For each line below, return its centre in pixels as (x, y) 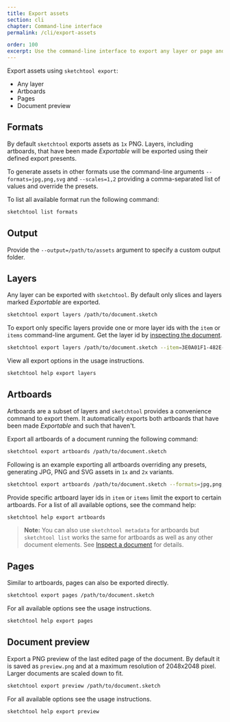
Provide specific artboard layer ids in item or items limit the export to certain (114, 498)
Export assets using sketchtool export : (63, 70)
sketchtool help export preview (53, 711)
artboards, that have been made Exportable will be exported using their (108, 151)
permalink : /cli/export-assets (52, 33)
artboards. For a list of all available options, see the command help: (102, 504)
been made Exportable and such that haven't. (72, 426)
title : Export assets (38, 13)
